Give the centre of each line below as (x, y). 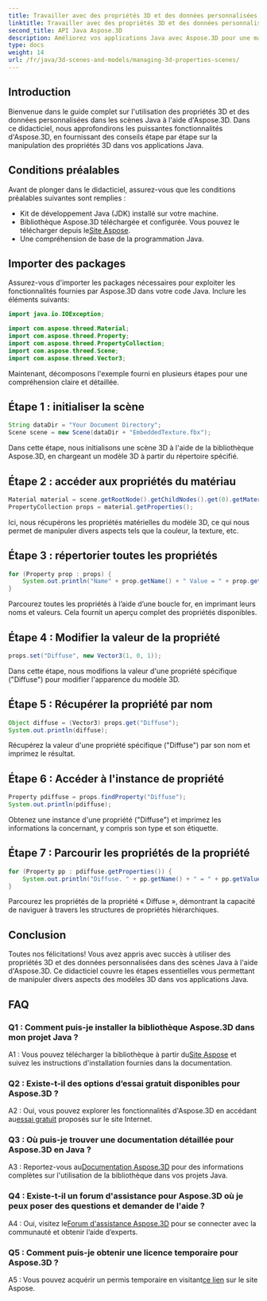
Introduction (40, 92)
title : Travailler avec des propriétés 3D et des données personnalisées (133, 16)
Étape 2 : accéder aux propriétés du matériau (122, 481)
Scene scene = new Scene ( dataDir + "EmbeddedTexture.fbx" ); (110, 433)
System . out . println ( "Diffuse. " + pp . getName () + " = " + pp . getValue (142, 879)
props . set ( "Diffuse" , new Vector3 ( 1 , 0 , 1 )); (85, 656)
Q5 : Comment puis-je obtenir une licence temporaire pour (123, 1252)
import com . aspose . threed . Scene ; (64, 351)
